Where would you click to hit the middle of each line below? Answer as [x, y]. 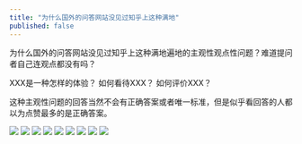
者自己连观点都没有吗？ [53, 64]
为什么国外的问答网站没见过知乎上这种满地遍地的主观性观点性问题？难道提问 [151, 52]
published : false [42, 26]
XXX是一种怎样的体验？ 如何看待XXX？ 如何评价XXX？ [111, 82]
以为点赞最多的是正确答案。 [61, 113]
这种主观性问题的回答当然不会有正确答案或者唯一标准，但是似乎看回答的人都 [151, 102]
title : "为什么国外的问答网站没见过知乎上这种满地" [94, 17]
